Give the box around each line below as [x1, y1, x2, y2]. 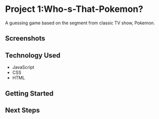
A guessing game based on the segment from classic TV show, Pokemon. [5, 20, 155, 26]
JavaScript [12, 64, 35, 70]
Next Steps [5, 106, 40, 115]
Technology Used [5, 51, 61, 59]
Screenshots [5, 34, 45, 43]
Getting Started [5, 89, 54, 98]
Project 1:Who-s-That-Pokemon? [5, 3, 143, 15]
